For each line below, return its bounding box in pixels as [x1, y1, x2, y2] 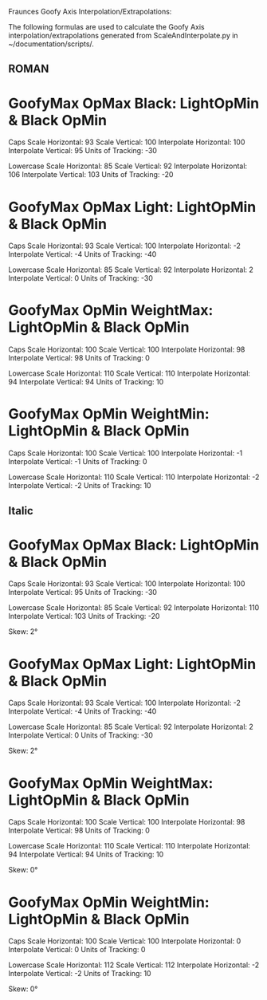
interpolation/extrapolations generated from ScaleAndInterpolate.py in [8, 31, 238, 40]
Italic [8, 504, 33, 518]
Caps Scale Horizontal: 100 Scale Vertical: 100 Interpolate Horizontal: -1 [8, 448, 243, 458]
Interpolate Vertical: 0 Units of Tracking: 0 [8, 945, 146, 955]
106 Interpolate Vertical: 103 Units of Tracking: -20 [8, 170, 174, 179]
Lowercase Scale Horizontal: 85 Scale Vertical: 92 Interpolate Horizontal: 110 [8, 603, 260, 612]
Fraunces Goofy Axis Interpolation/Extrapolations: [8, 7, 172, 16]
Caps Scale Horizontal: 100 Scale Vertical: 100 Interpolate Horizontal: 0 [8, 936, 241, 946]
